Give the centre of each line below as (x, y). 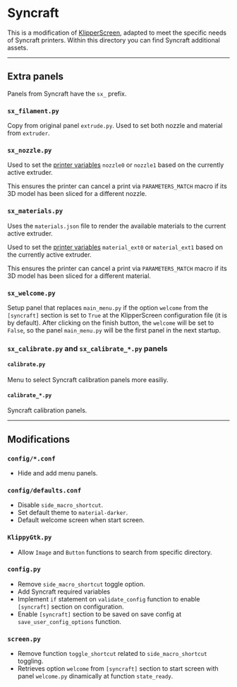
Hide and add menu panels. (57, 473)
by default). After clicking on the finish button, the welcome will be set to (111, 323)
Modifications (39, 439)
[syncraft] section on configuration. (71, 606)
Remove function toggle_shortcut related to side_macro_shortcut (112, 654)
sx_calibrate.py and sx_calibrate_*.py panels (87, 348)
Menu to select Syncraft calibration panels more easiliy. (88, 380)
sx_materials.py (35, 211)
